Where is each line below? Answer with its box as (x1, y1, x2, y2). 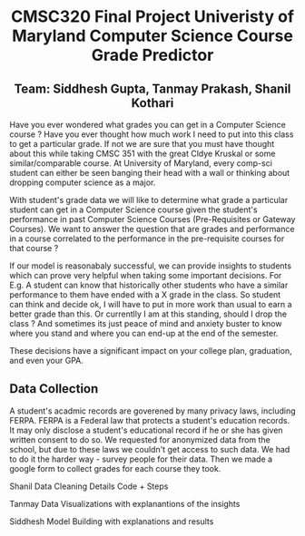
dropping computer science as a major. (9, 177, 156, 188)
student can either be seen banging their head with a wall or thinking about (9, 168, 290, 178)
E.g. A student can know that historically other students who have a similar (9, 279, 289, 290)
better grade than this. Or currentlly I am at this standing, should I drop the (9, 308, 288, 319)
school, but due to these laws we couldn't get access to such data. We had (9, 443, 290, 454)
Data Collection (9, 381, 99, 396)
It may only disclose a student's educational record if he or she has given (9, 424, 283, 435)
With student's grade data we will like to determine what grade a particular (9, 195, 289, 205)
